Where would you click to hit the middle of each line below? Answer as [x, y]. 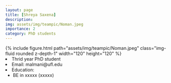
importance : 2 [20, 29]
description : [19, 19]
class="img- [153, 48]
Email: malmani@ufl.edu [37, 64]
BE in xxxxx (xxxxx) [33, 75]
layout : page [19, 10]
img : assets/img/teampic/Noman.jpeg [44, 24]
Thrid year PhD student [36, 59]
